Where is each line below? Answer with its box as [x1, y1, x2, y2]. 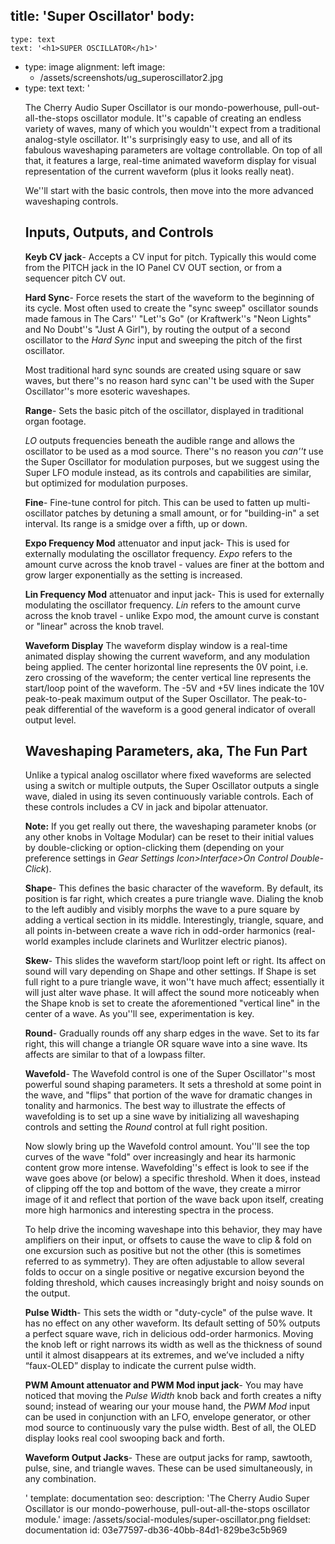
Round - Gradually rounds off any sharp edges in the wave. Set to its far [24, 1027, 320, 1039]
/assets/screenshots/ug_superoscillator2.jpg [39, 71, 224, 83]
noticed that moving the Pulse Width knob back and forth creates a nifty [24, 1390, 322, 1402]
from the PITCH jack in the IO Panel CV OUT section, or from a [24, 261, 283, 273]
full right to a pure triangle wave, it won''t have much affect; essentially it [24, 976, 325, 988]
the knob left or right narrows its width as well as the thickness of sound [24, 1339, 323, 1351]
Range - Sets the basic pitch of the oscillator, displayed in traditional [24, 404, 305, 416]
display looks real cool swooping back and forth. [24, 1432, 225, 1444]
